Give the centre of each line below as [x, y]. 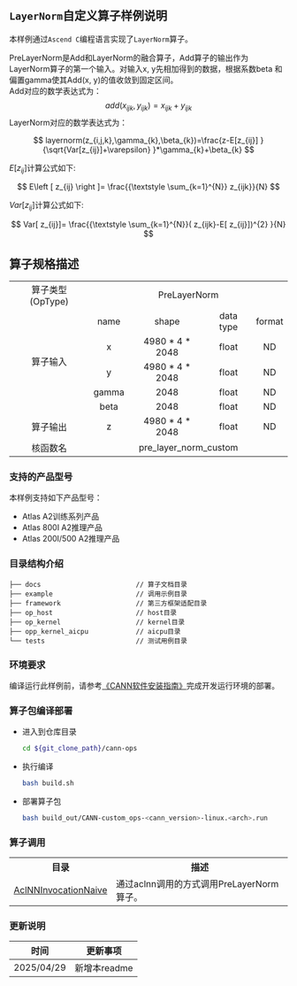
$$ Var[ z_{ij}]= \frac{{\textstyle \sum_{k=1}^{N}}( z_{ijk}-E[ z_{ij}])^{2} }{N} [148, 225]
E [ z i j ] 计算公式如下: [43, 169]
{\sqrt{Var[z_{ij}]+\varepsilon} [97, 150]
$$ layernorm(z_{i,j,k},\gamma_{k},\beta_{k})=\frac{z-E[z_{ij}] [146, 140]
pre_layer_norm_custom [188, 448]
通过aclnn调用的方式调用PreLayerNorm [198, 884]
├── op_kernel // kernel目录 [97, 622]
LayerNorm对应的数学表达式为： [69, 122]
